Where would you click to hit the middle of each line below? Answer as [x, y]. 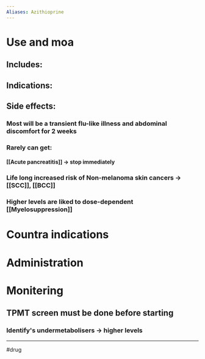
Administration [45, 263]
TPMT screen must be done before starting [90, 313]
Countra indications [58, 235]
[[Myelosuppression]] [39, 209]
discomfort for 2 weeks [42, 131]
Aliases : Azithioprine [35, 12]
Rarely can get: [29, 147]
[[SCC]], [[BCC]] [31, 186]
